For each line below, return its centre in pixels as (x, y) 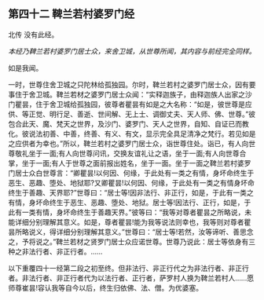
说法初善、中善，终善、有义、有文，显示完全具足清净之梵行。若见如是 (142, 134)
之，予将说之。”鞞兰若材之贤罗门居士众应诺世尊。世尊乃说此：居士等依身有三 (132, 241)
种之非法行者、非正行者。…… (56, 251)
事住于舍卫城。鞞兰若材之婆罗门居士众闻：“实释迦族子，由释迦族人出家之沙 (130, 94)
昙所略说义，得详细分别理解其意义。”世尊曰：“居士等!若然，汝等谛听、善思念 (131, 232)
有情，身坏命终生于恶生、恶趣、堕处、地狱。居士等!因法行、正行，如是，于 (130, 202)
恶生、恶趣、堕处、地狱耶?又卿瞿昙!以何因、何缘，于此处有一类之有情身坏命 (132, 182)
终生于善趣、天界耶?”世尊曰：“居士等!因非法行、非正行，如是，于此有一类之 (131, 192)
